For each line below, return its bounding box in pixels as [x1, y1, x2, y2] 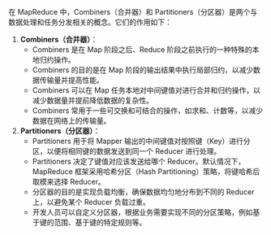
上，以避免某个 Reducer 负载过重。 [32, 198, 150, 207]
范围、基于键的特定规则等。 [54, 218, 147, 227]
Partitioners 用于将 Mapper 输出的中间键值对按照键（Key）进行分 [32, 137, 251, 146]
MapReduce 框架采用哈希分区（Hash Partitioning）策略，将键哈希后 [32, 167, 260, 176]
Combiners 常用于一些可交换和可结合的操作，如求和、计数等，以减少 [32, 106, 264, 115]
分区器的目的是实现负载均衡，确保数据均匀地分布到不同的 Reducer [32, 187, 255, 197]
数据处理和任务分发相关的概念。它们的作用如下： [8, 17, 172, 27]
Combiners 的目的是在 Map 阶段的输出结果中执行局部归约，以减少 [32, 65, 254, 75]
